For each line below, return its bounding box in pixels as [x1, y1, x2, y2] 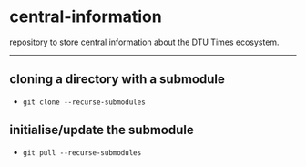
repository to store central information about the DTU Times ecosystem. [9, 37, 280, 47]
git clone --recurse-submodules [22, 98, 146, 107]
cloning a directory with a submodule [9, 71, 225, 88]
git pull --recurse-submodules [22, 148, 142, 157]
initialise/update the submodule [9, 122, 194, 138]
